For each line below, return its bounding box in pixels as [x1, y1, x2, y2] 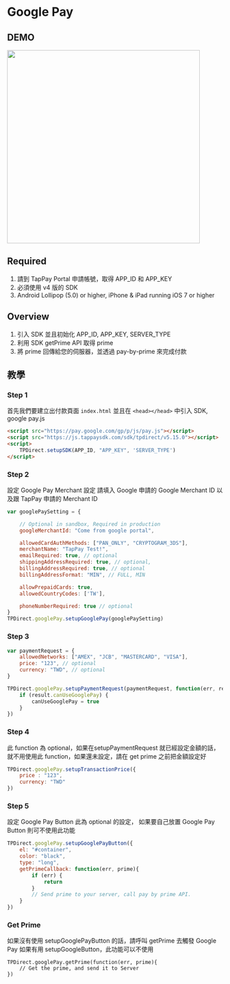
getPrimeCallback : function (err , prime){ [19, 865, 139, 873]
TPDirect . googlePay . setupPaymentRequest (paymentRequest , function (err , [7, 685, 216, 692]
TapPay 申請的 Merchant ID [20, 494, 98, 502]
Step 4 [7, 727, 29, 737]
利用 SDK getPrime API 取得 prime [16, 338, 114, 347]
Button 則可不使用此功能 [7, 826, 76, 835]
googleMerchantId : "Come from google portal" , [19, 527, 155, 534]
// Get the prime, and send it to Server [19, 965, 139, 972]
